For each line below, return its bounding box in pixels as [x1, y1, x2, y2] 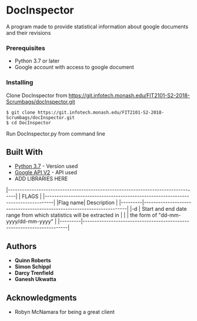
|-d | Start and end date [130, 206, 187, 213]
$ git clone [6, 110, 35, 115]
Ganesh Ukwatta [14, 276, 57, 283]
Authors [6, 241, 37, 251]
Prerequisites [6, 44, 45, 52]
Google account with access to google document [14, 64, 134, 71]
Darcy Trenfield [14, 269, 54, 277]
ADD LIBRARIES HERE [14, 175, 68, 183]
